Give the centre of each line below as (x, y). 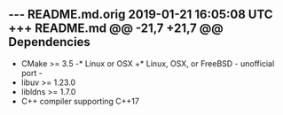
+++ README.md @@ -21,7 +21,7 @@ (116, 29)
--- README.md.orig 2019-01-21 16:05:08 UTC (141, 15)
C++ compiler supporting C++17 (80, 101)
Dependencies (49, 42)
